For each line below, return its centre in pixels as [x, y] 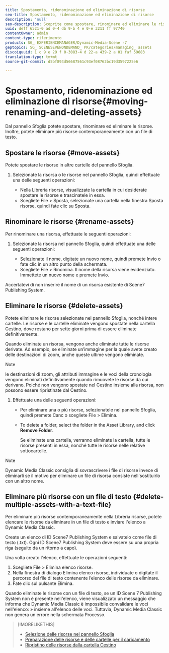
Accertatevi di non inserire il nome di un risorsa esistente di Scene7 [75, 284]
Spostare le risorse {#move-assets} [63, 153]
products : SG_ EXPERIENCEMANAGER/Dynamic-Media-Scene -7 [66, 43]
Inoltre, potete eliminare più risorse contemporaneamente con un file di [79, 132]
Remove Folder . [37, 430]
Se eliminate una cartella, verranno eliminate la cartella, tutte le [85, 440]
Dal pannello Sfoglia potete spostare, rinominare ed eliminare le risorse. [79, 126]
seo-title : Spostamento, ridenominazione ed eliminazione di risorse [80, 15]
